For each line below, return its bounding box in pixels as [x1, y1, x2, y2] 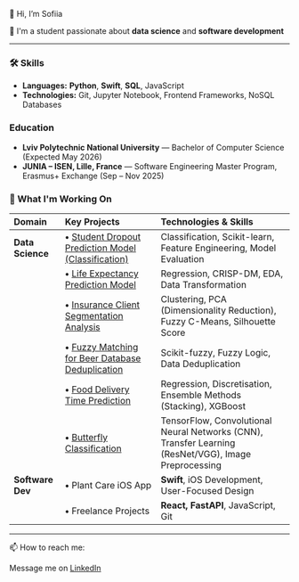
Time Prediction [65, 394, 132, 406]
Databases [21, 99, 62, 111]
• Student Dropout [65, 230, 141, 242]
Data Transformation [160, 278, 247, 291]
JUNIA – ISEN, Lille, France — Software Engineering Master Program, [21, 160, 278, 171]
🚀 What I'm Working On [9, 193, 113, 205]
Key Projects [65, 215, 120, 227]
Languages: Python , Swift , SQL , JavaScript [21, 80, 184, 91]
